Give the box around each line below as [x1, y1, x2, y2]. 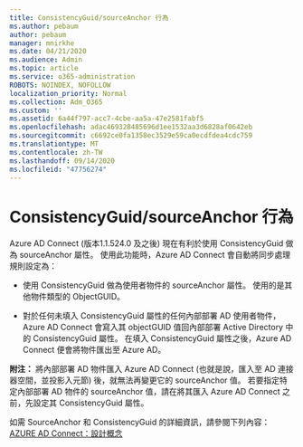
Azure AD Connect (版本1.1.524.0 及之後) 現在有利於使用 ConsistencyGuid [9, 238, 284, 249]
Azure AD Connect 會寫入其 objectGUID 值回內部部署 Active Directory [22, 322, 283, 333]
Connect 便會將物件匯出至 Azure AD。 [22, 345, 166, 356]
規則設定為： [9, 261, 57, 271]
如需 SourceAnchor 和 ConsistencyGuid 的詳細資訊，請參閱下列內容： [9, 417, 270, 428]
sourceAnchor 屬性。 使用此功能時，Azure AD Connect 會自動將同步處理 [19, 250, 291, 261]
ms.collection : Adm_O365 [9, 97, 103, 107]
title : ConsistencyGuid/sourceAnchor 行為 [9, 13, 169, 23]
